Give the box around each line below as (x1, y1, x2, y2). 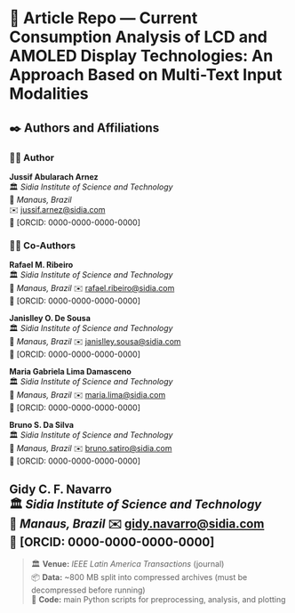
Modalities (9, 84, 89, 104)
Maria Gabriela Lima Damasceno (9, 367, 132, 377)
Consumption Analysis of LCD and (9, 27, 268, 47)
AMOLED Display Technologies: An (9, 46, 274, 66)
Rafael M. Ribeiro (9, 260, 74, 270)
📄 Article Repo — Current (9, 8, 198, 28)
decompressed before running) (30, 585, 146, 595)
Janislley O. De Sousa (9, 313, 92, 324)
